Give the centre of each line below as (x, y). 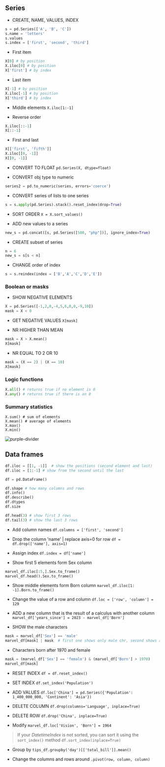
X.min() (13, 430)
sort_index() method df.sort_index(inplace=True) (69, 740)
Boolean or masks (27, 287)
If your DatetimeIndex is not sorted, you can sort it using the (78, 734)
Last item (21, 80)
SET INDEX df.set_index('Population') (53, 683)
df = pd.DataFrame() (26, 479)
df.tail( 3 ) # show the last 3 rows (41, 520)
